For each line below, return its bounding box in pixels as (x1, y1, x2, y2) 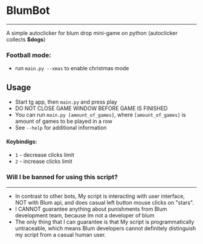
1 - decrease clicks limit (14, 151, 74, 159)
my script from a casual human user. (14, 231, 106, 238)
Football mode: (6, 51, 51, 59)
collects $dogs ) (6, 36, 46, 43)
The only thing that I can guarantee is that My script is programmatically (14, 218, 195, 225)
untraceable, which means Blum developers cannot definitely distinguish (14, 225, 196, 232)
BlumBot (6, 4, 50, 18)
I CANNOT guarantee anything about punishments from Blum (14, 205, 167, 213)
